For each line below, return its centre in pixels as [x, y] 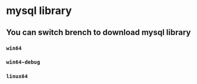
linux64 [17, 76]
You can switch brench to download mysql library [98, 32]
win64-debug [23, 62]
